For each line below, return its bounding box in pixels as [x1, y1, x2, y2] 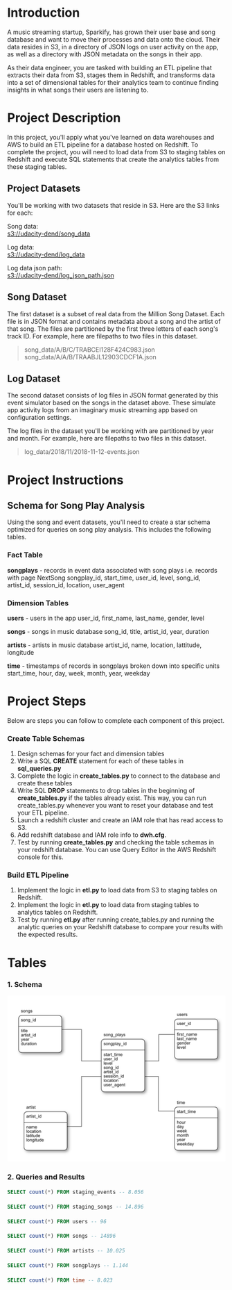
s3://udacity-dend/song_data [7, 229, 91, 238]
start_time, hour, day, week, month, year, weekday [7, 669, 150, 677]
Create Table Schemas [7, 733, 85, 743]
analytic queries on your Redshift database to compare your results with [17, 923, 223, 931]
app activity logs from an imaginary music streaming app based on [7, 406, 198, 414]
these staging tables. [7, 162, 67, 171]
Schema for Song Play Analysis [7, 499, 145, 512]
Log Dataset [7, 373, 61, 384]
